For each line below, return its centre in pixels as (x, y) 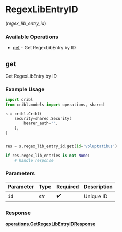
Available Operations (32, 37)
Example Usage (25, 89)
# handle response (34, 161)
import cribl (19, 100)
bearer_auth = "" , (41, 123)
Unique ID (95, 196)
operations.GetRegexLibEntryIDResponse (51, 224)
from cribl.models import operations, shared (54, 105)
